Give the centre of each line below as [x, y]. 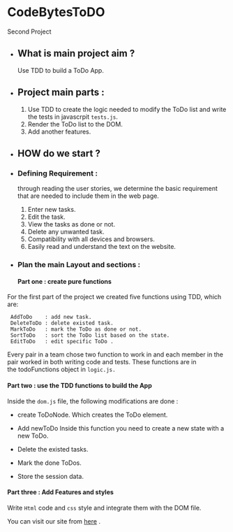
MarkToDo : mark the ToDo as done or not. [76, 329]
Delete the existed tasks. [53, 449]
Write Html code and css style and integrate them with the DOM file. [104, 508]
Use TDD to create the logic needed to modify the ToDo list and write [127, 109]
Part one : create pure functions [64, 281]
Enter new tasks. [52, 210]
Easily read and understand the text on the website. [102, 247]
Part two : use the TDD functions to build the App [80, 385]
